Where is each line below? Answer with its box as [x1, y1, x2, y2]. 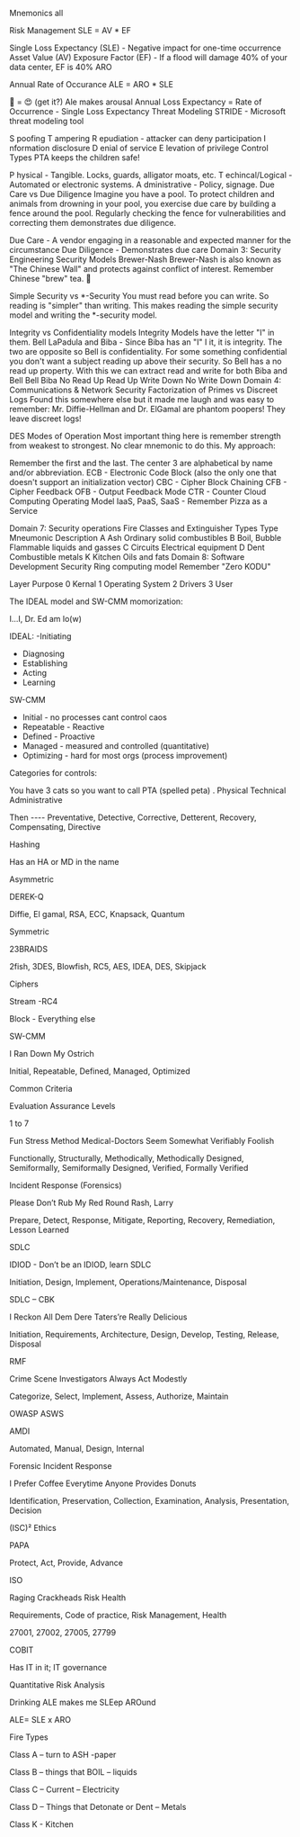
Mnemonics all [9, 8, 64, 18]
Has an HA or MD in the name [9, 857, 119, 867]
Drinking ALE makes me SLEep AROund [9, 1697, 156, 1707]
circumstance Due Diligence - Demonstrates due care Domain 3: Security [9, 245, 281, 255]
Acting [22, 668, 48, 678]
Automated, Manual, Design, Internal [9, 1444, 145, 1454]
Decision [9, 1505, 42, 1516]
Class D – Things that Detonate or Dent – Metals [9, 1802, 187, 1812]
